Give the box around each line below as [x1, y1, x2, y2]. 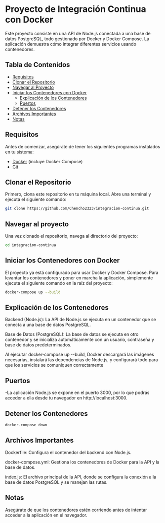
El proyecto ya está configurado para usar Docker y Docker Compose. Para [5, 269, 159, 275]
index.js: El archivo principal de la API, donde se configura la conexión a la [5, 474, 157, 480]
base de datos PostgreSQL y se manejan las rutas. [5, 479, 108, 485]
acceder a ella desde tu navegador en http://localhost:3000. [5, 395, 127, 401]
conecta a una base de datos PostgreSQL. [5, 322, 91, 328]
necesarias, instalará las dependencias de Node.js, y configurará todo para [5, 357, 158, 363]
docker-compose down [5, 423, 48, 428]
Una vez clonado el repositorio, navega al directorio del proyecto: [5, 233, 138, 239]
